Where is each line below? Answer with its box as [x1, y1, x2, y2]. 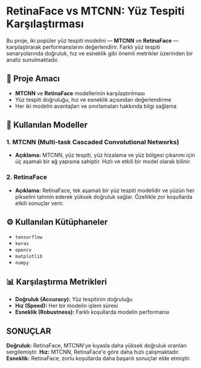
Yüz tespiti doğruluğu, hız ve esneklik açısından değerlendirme [14, 96, 171, 103]
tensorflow [14, 234, 43, 240]
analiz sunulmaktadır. [6, 56, 59, 63]
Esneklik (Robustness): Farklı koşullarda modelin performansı [14, 308, 170, 316]
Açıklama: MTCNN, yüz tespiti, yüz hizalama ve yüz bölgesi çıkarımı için [14, 152, 195, 159]
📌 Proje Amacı [6, 73, 60, 84]
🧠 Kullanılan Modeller [6, 120, 88, 130]
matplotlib [14, 253, 43, 260]
